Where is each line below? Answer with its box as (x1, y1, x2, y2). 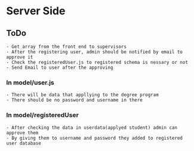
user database (6, 140, 42, 146)
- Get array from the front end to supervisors (6, 44, 127, 50)
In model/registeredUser (6, 111, 79, 119)
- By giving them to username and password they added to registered (6, 135, 183, 141)
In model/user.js (6, 78, 55, 87)
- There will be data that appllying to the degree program (6, 92, 159, 98)
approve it (6, 54, 33, 60)
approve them (6, 130, 39, 135)
